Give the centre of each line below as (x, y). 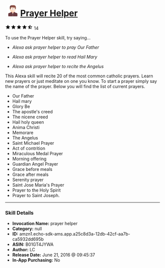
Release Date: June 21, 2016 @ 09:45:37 (54, 255)
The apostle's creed (32, 111)
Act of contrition (29, 148)
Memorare (23, 133)
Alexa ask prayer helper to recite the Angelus (58, 66)
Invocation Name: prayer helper (45, 224)
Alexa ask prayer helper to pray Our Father (55, 47)
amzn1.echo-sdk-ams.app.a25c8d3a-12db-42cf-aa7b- (75, 234)
